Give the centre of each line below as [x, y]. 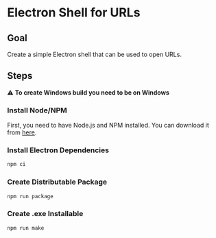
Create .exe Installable [45, 214]
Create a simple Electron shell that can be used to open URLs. [94, 54]
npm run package [30, 196]
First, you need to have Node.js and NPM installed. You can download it [108, 126]
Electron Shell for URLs [74, 13]
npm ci [16, 165]
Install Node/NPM [37, 110]
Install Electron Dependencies [58, 150]
